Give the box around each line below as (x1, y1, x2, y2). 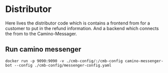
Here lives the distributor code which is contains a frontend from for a (5, 20, 150, 26)
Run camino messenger (5, 45, 82, 53)
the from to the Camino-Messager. (5, 30, 77, 36)
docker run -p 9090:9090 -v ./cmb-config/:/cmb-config (5, 58, 123, 63)
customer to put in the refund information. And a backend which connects (5, 25, 159, 31)
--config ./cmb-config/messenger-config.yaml (14, 62, 112, 68)
